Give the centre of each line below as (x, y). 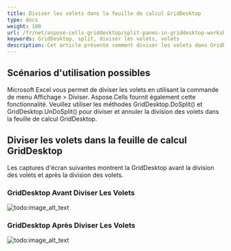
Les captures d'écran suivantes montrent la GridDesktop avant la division (111, 167)
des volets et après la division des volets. (65, 175)
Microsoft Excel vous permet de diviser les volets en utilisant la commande (113, 89)
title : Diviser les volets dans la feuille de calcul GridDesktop (104, 13)
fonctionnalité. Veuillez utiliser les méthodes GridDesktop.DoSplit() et (105, 104)
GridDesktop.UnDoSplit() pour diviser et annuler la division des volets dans (113, 111)
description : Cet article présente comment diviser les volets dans (107, 45)
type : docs (23, 20)
